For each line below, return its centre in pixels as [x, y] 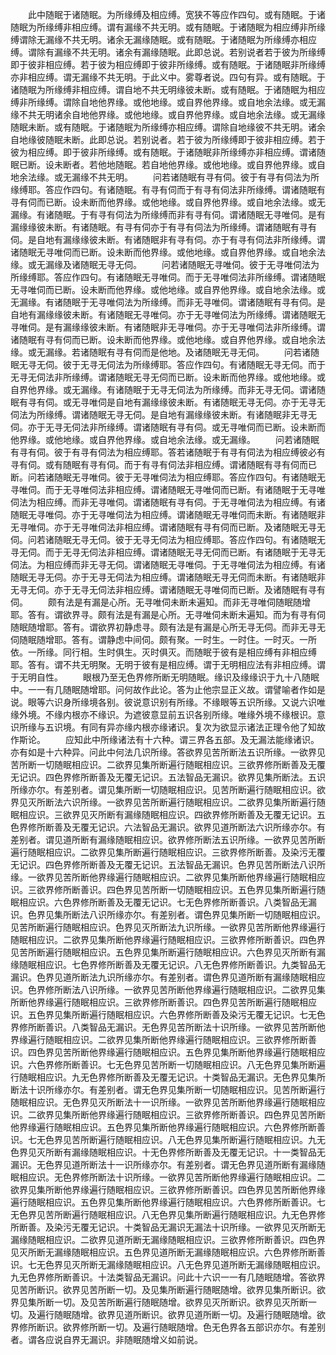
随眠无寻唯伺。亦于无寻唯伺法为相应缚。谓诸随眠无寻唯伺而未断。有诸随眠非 [168, 514]
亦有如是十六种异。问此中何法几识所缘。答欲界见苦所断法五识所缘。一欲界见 [168, 752]
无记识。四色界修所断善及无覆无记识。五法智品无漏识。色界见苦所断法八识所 [168, 864]
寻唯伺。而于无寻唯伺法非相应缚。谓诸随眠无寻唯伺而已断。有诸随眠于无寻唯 [168, 489]
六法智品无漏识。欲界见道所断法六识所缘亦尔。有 [224, 827]
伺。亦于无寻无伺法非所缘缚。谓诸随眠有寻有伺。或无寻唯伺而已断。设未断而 [168, 427]
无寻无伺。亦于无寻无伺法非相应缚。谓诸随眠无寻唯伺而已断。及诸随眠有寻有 [168, 589]
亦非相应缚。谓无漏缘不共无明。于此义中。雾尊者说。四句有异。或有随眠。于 [168, 77]
